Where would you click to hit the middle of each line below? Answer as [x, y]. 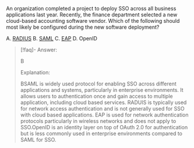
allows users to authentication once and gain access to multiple [96, 96]
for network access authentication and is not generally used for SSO [102, 109]
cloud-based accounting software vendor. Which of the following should [93, 21]
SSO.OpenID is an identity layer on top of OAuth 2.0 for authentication [104, 127]
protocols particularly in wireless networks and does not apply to [98, 121]
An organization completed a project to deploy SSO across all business [91, 8]
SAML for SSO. [38, 140]
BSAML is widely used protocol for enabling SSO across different [98, 84]
